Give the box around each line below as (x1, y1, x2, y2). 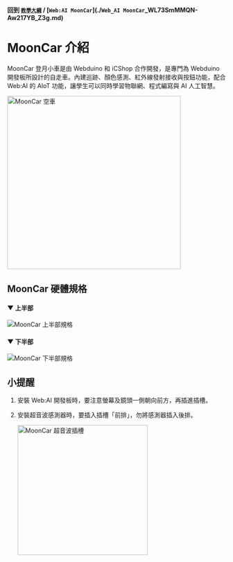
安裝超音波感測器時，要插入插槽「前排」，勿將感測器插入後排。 (17, 411, 197, 419)
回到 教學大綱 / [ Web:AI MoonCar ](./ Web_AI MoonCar (7, 6, 146, 14)
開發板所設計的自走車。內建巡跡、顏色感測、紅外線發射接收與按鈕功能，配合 (7, 73, 226, 81)
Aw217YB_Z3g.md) (7, 13, 64, 21)
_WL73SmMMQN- (144, 6, 198, 14)
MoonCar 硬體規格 (7, 283, 87, 295)
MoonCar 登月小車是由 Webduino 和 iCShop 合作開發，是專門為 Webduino (7, 64, 220, 72)
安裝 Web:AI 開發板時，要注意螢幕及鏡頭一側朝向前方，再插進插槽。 (17, 396, 212, 405)
